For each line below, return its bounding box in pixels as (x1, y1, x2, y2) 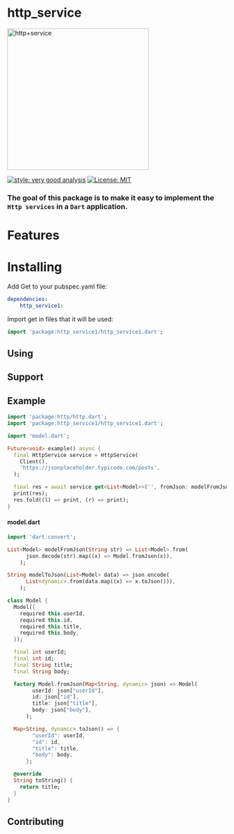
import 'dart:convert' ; (7, 533, 77, 541)
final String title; (13, 661, 73, 668)
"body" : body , (32, 751, 73, 759)
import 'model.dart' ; (7, 432, 70, 440)
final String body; (13, 667, 70, 675)
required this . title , (19, 623, 82, 630)
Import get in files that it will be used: (7, 315, 114, 323)
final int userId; (13, 649, 68, 656)
